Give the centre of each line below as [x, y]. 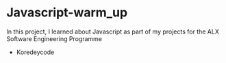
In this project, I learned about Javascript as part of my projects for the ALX [113, 32]
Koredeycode [35, 52]
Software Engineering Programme [54, 38]
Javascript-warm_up [67, 13]
